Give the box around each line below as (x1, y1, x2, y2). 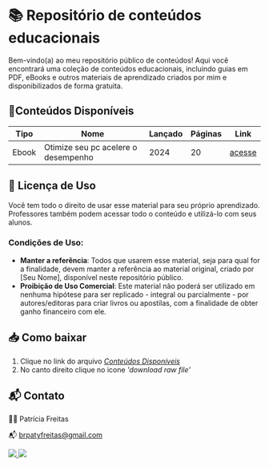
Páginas (191, 128, 223, 139)
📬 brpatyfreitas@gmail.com (8, 430, 102, 440)
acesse (229, 146, 257, 157)
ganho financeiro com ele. (19, 307, 106, 316)
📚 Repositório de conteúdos (8, 6, 202, 25)
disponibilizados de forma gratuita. (8, 81, 123, 91)
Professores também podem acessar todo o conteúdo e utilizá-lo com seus (8, 209, 257, 218)
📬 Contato (8, 389, 66, 403)
